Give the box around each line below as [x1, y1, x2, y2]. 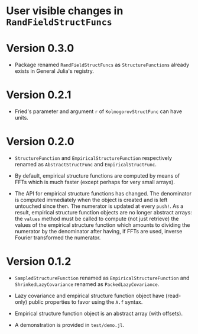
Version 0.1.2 [6, 255, 72, 268]
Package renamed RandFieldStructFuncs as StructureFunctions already [14, 61, 190, 69]
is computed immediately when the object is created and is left [14, 197, 168, 203]
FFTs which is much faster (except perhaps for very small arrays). [14, 179, 176, 185]
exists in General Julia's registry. [14, 68, 95, 75]
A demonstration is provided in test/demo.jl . [14, 321, 125, 328]
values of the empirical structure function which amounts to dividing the [14, 221, 190, 229]
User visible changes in [6, 4, 124, 18]
